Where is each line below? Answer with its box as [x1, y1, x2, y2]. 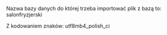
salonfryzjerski [6, 11, 43, 18]
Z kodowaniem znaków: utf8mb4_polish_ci [6, 23, 110, 29]
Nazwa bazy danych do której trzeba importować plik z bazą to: [6, 5, 162, 12]
